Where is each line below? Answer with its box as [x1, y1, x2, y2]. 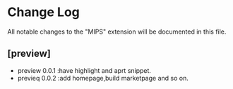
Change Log [7, 4, 80, 20]
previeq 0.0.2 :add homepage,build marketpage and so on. [17, 74, 189, 82]
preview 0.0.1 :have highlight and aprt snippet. [17, 66, 152, 74]
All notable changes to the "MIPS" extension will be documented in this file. [7, 27, 227, 36]
